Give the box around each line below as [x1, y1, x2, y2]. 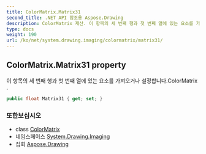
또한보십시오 [6, 111, 42, 120]
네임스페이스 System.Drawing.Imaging [15, 133, 110, 140]
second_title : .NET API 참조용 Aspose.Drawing [6, 15, 124, 21]
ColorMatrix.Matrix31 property [6, 60, 127, 70]
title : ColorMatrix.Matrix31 [6, 9, 81, 15]
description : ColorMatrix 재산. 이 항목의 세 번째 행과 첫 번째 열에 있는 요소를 [6, 20, 194, 26]
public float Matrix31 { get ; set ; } [6, 95, 103, 101]
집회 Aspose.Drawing [15, 140, 69, 147]
